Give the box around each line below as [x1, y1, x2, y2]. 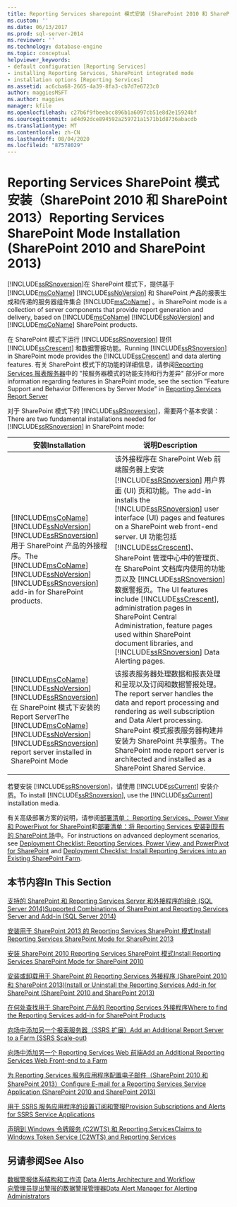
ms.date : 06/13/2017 [7, 23, 68, 30]
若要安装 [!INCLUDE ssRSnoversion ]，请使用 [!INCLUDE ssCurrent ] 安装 [7, 782, 213, 791]
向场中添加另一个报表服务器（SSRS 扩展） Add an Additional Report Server [7, 1025, 224, 1034]
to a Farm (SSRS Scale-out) [7, 1034, 87, 1042]
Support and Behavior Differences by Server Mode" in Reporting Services [7, 385, 221, 393]
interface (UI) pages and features [114, 513, 226, 523]
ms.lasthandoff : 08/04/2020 [7, 135, 90, 142]
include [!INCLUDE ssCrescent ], [114, 594, 219, 604]
